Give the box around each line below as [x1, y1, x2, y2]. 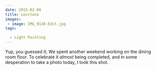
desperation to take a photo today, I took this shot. [5, 59, 109, 65]
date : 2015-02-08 [5, 7, 41, 12]
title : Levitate [5, 12, 39, 17]
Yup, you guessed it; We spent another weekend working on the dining [5, 48, 151, 54]
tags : [5, 26, 16, 31]
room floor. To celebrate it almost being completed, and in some [5, 54, 137, 60]
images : [5, 16, 21, 21]
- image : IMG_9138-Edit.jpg [7, 21, 66, 26]
